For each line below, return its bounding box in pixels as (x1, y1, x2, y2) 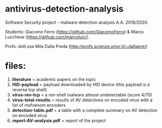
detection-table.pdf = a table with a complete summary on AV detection (12, 107, 158, 113)
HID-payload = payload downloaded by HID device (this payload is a (12, 81, 150, 87)
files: (5, 61, 26, 71)
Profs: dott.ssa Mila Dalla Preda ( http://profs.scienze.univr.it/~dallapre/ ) (5, 43, 148, 49)
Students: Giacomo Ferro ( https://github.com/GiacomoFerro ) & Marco (5, 29, 144, 34)
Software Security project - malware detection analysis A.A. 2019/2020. (5, 19, 149, 25)
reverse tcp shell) (12, 86, 47, 93)
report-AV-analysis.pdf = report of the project (12, 117, 106, 123)
